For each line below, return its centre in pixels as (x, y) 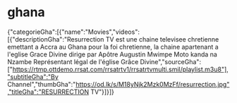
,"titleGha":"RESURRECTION (48, 92)
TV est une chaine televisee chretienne (162, 39)
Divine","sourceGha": (171, 61)
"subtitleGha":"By (33, 77)
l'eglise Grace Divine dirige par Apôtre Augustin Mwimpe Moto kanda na (112, 54)
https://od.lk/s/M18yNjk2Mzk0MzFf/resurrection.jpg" (152, 84)
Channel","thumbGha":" (42, 84)
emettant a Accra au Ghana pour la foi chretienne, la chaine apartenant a (113, 47)
